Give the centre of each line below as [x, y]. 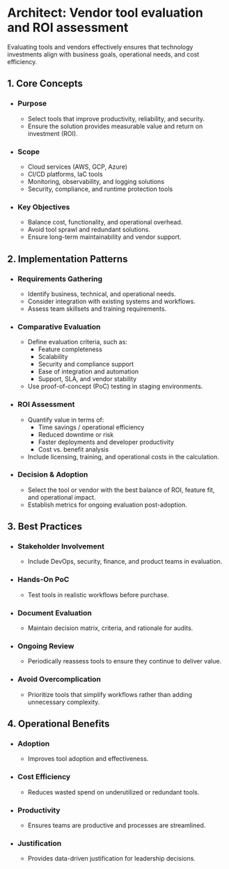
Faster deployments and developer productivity [106, 442]
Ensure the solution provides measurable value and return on [115, 126]
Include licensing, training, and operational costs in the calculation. [123, 456]
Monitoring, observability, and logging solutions [96, 181]
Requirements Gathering [60, 279]
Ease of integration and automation [88, 371]
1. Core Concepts [45, 84]
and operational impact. [62, 497]
